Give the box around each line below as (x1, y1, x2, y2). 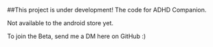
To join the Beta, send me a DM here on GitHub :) (7, 32, 146, 40)
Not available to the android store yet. (7, 19, 113, 27)
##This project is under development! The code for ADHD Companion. (7, 6, 207, 14)
